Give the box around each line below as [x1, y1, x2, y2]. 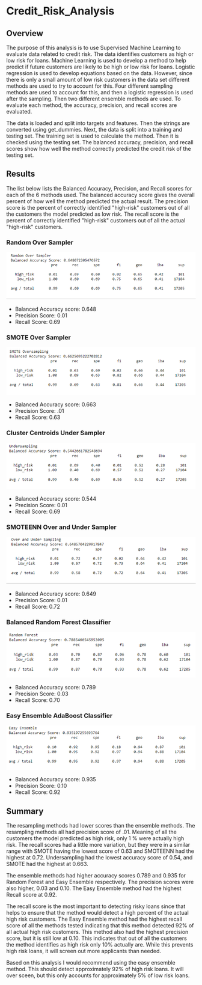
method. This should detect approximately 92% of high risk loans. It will [6, 966, 184, 973]
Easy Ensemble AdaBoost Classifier [6, 711, 113, 719]
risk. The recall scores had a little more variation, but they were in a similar [6, 841, 191, 849]
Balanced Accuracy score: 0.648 [14, 305, 97, 313]
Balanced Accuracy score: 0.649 [14, 590, 97, 597]
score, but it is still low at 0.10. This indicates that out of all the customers [6, 935, 188, 942]
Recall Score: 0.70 [14, 696, 60, 704]
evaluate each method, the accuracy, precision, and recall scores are [6, 102, 177, 109]
